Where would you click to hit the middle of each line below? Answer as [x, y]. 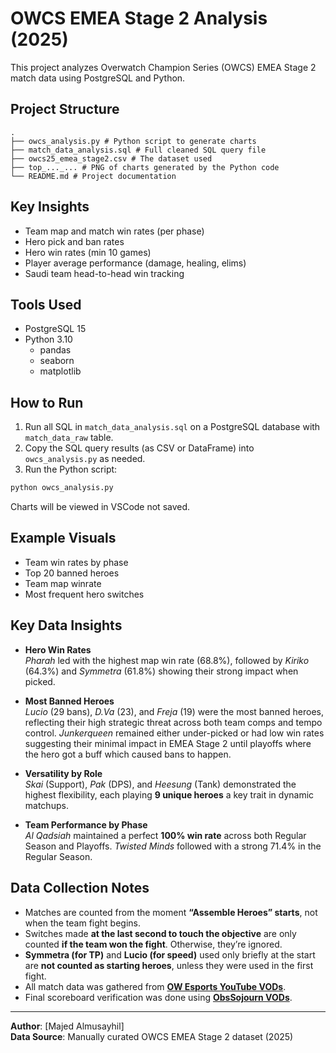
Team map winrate [63, 583]
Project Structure [65, 109]
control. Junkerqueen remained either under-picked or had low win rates [174, 733]
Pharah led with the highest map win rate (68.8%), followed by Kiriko [167, 660]
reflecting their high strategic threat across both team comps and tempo [173, 722]
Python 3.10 [48, 339]
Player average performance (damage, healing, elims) [135, 263]
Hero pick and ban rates [74, 241]
